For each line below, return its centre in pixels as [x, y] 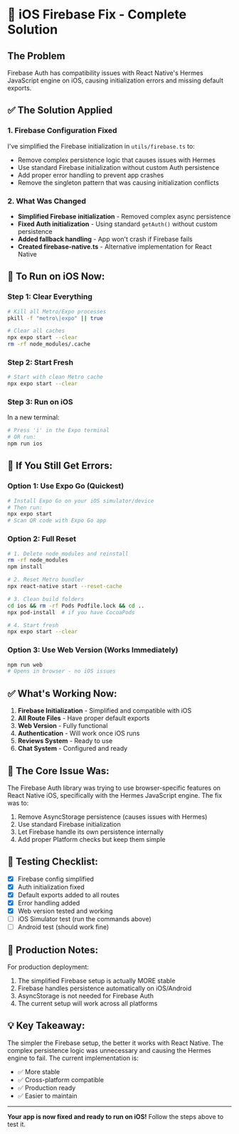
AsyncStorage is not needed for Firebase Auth [86, 995]
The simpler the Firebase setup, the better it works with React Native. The [116, 1043]
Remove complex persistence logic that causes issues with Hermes [116, 160]
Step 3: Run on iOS [40, 402]
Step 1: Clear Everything [50, 296]
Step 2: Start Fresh [40, 362]
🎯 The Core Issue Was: [58, 771]
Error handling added [49, 903]
